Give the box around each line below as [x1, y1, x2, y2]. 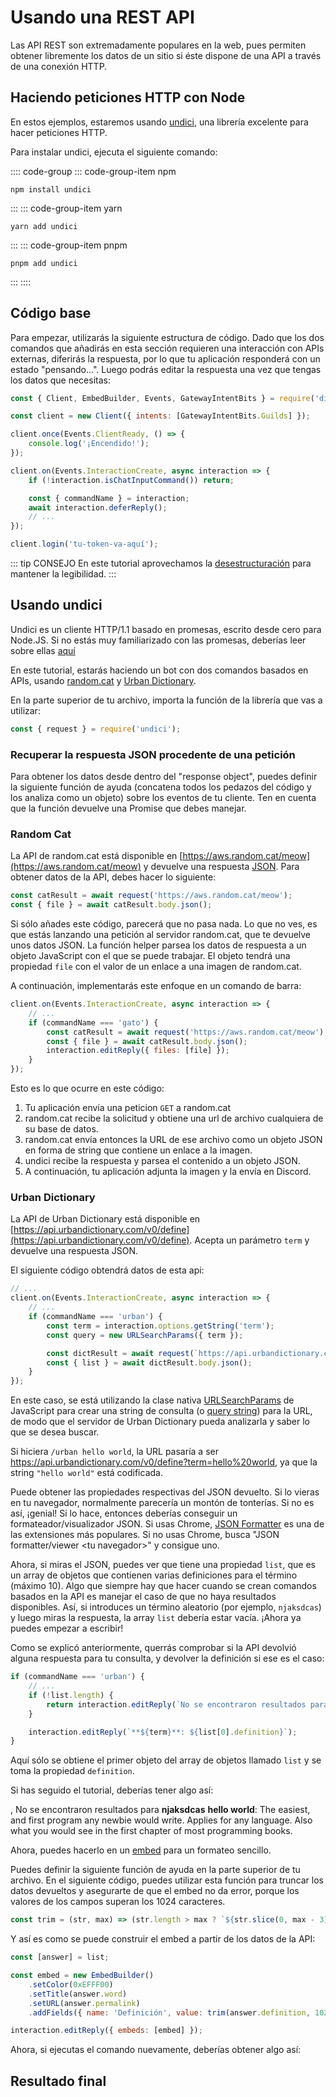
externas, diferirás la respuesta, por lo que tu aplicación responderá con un [10, 352, 321, 365]
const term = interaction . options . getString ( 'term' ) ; [46, 1321, 275, 1331]
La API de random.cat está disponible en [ [10, 850, 183, 862]
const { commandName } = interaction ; [28, 493, 190, 503]
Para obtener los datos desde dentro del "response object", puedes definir [10, 771, 318, 783]
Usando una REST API [10, 6, 195, 29]
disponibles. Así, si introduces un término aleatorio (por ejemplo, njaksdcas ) [10, 1601, 322, 1613]
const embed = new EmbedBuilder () [10, 1971, 155, 1981]
